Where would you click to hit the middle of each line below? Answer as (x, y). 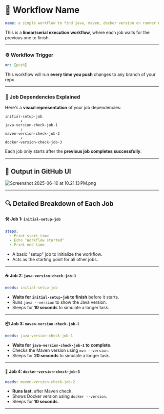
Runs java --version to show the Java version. (60, 302)
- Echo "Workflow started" (37, 240)
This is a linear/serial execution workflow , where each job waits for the (77, 32)
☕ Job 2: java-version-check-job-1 (41, 275)
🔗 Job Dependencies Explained (43, 97)
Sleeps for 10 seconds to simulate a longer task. (61, 308)
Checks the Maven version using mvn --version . (61, 350)
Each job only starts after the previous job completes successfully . (73, 151)
